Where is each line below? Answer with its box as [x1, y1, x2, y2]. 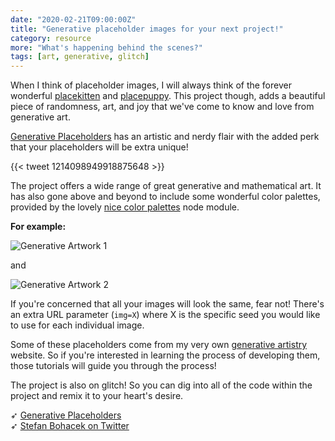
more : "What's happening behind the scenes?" [10, 42, 203, 53]
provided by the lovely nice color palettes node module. [10, 201, 240, 213]
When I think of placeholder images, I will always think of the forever [10, 79, 292, 91]
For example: [10, 221, 67, 233]
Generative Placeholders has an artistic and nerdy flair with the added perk [10, 131, 320, 143]
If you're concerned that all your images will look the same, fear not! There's [10, 298, 325, 310]
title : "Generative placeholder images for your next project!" [10, 24, 284, 34]
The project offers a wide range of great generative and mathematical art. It [10, 180, 322, 192]
